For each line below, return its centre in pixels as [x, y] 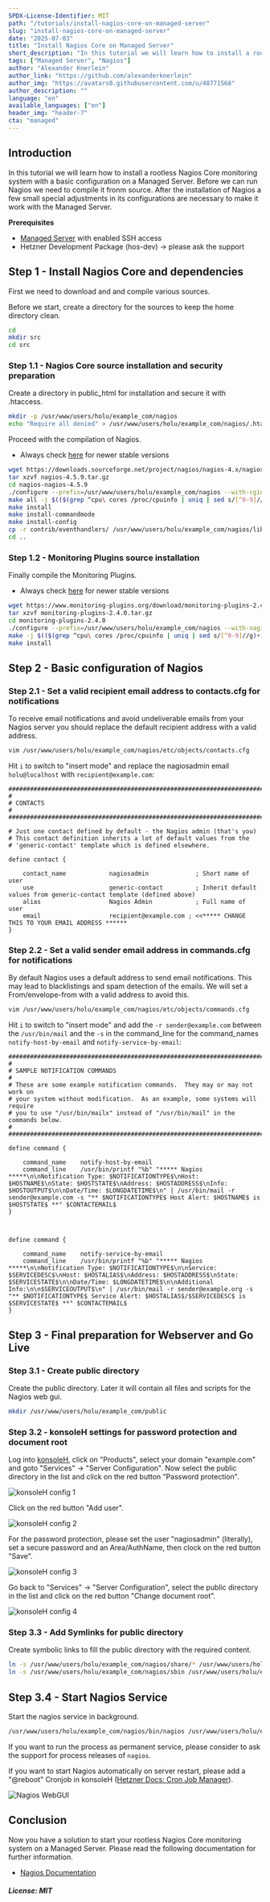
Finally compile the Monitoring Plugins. [72, 576]
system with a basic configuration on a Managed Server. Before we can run [133, 181]
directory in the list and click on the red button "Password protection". [124, 1477]
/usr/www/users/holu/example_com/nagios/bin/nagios [96, 1731]
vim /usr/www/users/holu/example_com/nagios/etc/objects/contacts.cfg [129, 751]
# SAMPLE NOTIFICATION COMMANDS [62, 1071]
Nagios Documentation [58, 1872]
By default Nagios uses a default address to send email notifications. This [130, 978]
